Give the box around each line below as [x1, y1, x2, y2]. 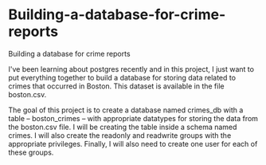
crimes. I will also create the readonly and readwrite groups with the [8, 130, 232, 140]
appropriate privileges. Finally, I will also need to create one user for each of [8, 139, 258, 148]
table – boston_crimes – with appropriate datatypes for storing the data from [8, 113, 259, 123]
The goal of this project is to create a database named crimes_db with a [8, 105, 244, 115]
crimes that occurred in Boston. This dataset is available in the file [8, 81, 225, 91]
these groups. [8, 147, 54, 157]
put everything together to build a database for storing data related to [8, 73, 237, 82]
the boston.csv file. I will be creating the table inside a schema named [8, 122, 237, 132]
